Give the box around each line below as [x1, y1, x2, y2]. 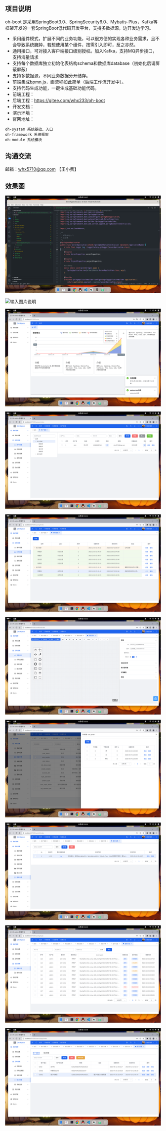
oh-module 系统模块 [5, 137, 42, 142]
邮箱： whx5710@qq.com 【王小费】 [5, 166, 79, 172]
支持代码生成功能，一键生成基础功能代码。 [12, 85, 99, 91]
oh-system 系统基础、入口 [5, 127, 53, 132]
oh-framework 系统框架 [5, 132, 49, 137]
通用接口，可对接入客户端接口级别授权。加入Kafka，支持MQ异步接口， [12, 48, 157, 53]
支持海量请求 [12, 54, 39, 60]
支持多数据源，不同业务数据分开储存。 [12, 72, 90, 78]
